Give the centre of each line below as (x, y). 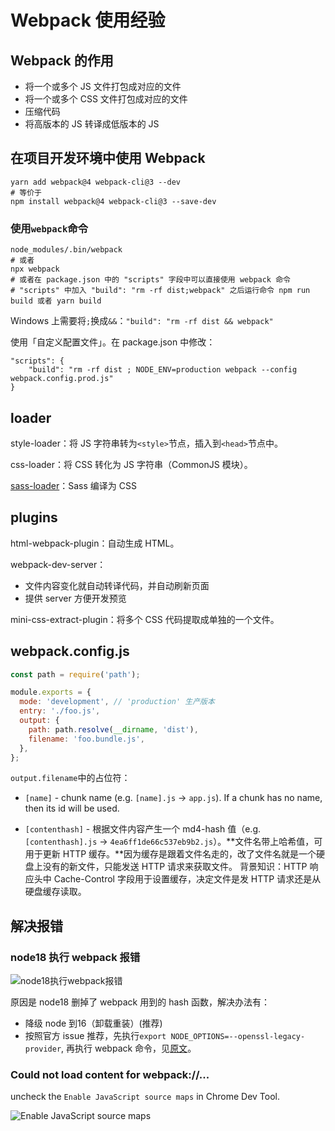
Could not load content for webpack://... (110, 1075)
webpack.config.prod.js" (62, 379)
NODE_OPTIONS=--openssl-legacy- (238, 1037)
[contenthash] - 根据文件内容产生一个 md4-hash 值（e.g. (143, 829)
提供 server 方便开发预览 (75, 598)
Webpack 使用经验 (88, 20)
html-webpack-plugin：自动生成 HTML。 (95, 543)
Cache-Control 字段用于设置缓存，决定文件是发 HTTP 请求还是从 (187, 879)
